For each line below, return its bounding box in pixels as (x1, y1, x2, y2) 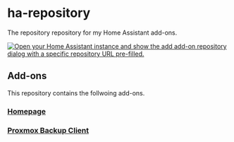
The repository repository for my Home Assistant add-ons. (7, 28, 178, 37)
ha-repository (7, 5, 91, 21)
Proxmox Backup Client (7, 125, 90, 135)
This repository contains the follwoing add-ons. (7, 88, 145, 97)
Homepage (7, 106, 46, 116)
